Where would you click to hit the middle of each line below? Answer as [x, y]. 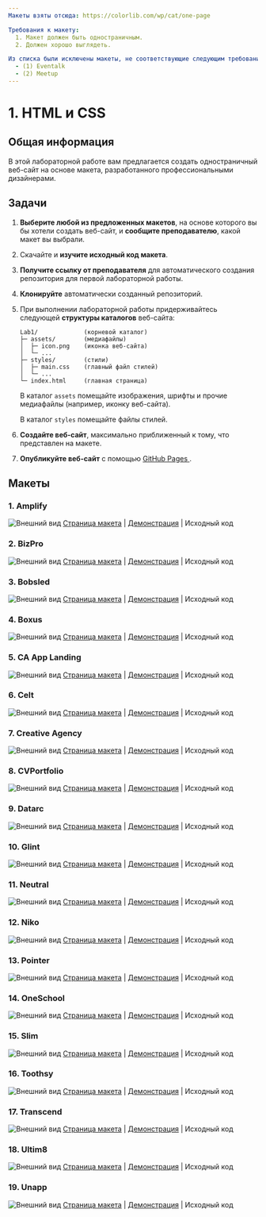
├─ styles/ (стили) [64, 360]
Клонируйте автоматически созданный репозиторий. [111, 294]
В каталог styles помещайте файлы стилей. [93, 419]
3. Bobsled [29, 582]
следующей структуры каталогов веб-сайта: [97, 318]
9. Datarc [26, 809]
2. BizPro [26, 544]
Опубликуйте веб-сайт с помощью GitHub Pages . [106, 458]
